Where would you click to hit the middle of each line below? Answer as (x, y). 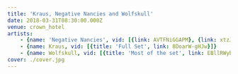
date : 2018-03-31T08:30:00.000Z (55, 20)
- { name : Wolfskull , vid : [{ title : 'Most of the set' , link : (112, 54)
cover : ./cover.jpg (36, 60)
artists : (20, 33)
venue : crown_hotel (36, 27)
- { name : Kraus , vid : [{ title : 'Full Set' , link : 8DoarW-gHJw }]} (119, 47)
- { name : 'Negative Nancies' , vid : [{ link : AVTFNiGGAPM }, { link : (119, 40)
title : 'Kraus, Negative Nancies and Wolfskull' (80, 14)
